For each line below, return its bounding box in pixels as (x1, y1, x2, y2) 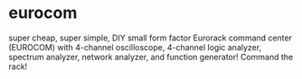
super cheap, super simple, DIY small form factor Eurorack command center (8, 32, 293, 43)
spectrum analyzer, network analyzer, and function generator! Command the (8, 51, 294, 62)
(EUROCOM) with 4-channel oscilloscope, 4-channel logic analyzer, (8, 41, 262, 52)
